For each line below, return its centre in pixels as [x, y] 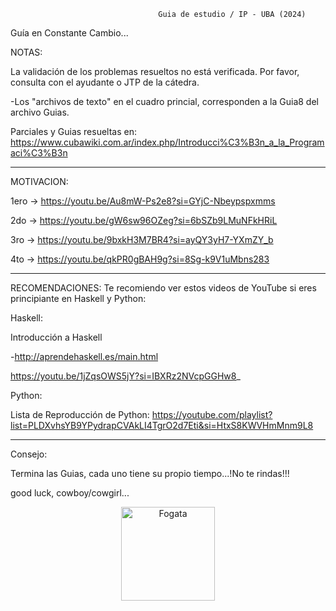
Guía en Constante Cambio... [69, 33]
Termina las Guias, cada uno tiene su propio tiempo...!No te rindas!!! [150, 473]
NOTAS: [26, 52]
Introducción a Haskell [56, 337]
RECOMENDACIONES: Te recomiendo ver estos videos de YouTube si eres [163, 288]
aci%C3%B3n [39, 153]
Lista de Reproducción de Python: [80, 414]
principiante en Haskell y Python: [78, 298]
